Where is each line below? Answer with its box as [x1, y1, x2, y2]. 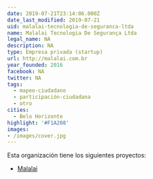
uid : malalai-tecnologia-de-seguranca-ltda [7, 23, 134, 30]
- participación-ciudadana [13, 94, 91, 101]
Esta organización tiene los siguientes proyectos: [7, 151, 147, 160]
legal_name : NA [7, 36, 51, 43]
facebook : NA [7, 68, 45, 75]
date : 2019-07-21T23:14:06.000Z [7, 10, 100, 17]
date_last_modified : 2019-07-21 [7, 17, 100, 23]
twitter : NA [7, 74, 41, 82]
